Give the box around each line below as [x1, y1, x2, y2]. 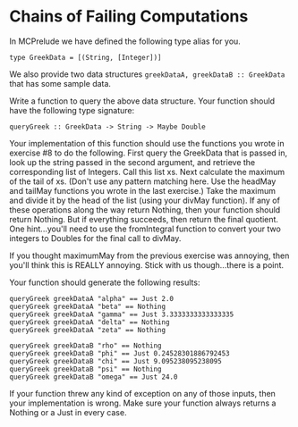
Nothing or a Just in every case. [9, 406, 127, 417]
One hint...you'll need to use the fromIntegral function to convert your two [9, 223, 282, 234]
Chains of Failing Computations [9, 6, 249, 27]
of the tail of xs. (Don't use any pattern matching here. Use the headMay [9, 176, 277, 187]
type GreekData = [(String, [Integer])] [9, 53, 163, 62]
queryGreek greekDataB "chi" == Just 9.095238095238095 [9, 356, 222, 365]
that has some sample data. [9, 78, 112, 88]
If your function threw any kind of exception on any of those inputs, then [9, 388, 276, 398]
